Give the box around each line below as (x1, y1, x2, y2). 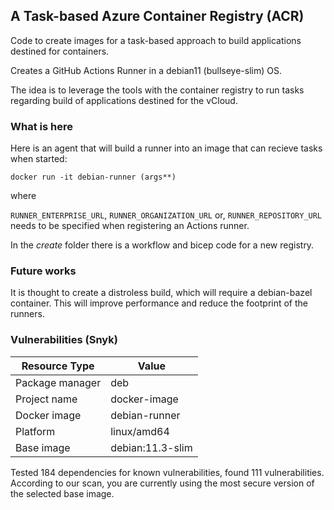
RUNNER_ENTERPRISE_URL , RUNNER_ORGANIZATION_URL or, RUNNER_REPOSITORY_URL (10, 209, 323, 221)
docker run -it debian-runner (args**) (10, 172, 177, 183)
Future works (10, 264, 77, 278)
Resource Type (21, 359, 95, 373)
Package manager (15, 375, 102, 389)
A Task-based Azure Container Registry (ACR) (10, 8, 305, 25)
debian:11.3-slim (110, 440, 193, 454)
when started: (10, 153, 68, 165)
